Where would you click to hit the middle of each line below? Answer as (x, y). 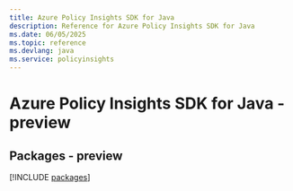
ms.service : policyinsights (62, 59)
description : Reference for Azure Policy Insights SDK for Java (132, 26)
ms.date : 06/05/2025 (48, 34)
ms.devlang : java (42, 51)
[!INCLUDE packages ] (50, 177)
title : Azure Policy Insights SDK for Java (92, 17)
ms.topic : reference (48, 43)
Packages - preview (66, 156)
